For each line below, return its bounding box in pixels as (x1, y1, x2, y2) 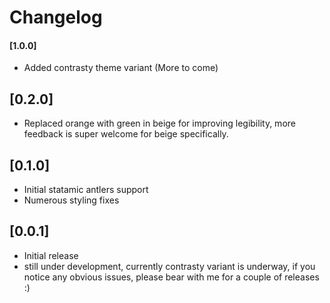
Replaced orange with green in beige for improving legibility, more (23, 117, 296, 130)
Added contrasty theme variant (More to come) (23, 62, 219, 74)
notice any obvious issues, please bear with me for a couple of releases (23, 271, 320, 283)
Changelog (9, 6, 103, 29)
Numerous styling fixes (23, 194, 120, 206)
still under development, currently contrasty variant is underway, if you (23, 260, 316, 272)
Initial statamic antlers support (23, 184, 149, 196)
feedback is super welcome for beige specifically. (23, 128, 229, 140)
